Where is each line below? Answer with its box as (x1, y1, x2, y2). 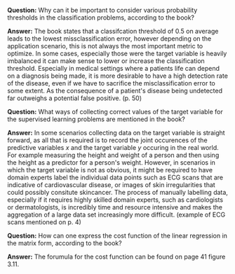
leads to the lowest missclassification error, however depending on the (7, 34, 212, 43)
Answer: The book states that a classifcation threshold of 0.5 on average (7, 27, 219, 35)
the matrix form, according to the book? (7, 239, 122, 247)
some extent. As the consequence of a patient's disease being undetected (7, 87, 223, 95)
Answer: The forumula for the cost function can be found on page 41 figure (7, 252, 226, 261)
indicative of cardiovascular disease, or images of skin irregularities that (7, 181, 215, 189)
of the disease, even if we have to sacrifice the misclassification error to (7, 79, 215, 87)
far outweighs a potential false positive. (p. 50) (7, 94, 142, 102)
